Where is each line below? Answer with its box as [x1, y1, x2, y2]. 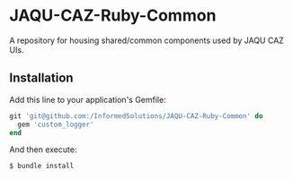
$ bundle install [9, 162, 75, 171]
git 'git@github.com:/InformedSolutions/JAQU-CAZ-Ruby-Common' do [9, 111, 263, 121]
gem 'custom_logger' [17, 120, 94, 129]
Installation [9, 71, 74, 86]
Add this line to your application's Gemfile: [9, 94, 166, 105]
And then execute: [9, 144, 77, 155]
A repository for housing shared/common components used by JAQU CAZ [9, 35, 285, 46]
